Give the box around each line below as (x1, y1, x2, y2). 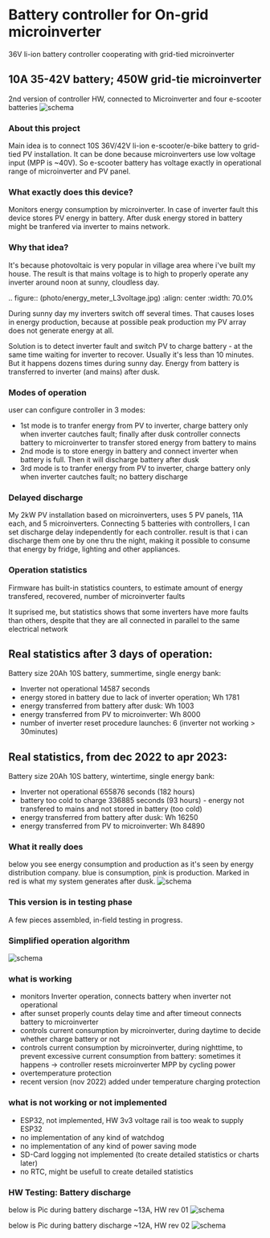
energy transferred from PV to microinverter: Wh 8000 (19, 710, 201, 719)
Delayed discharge (8, 492, 84, 503)
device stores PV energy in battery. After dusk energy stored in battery (8, 213, 243, 223)
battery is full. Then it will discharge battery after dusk (19, 454, 199, 464)
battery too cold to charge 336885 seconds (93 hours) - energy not (19, 796, 245, 806)
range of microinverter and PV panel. (8, 166, 131, 176)
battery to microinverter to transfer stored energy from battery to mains (19, 437, 257, 447)
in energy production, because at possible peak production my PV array (8, 317, 247, 326)
